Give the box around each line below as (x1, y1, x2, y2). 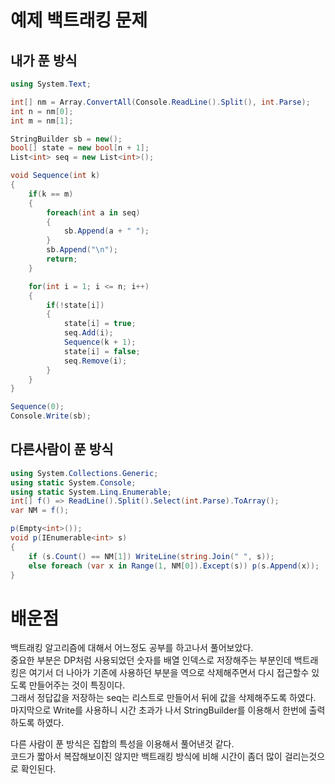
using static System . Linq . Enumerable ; (10, 487, 172, 497)
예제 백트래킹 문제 (10, 9, 148, 32)
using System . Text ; (10, 79, 92, 89)
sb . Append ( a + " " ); (63, 226, 150, 236)
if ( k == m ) (28, 189, 74, 199)
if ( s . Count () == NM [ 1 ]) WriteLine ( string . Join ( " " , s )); (28, 551, 275, 561)
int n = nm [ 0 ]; (10, 106, 74, 116)
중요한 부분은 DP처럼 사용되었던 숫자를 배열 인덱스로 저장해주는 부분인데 (10, 654, 292, 666)
